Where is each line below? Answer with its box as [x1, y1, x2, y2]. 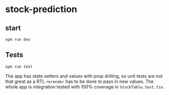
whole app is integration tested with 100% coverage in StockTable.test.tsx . [5, 83, 165, 89]
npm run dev [5, 37, 30, 42]
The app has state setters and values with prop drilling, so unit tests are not [5, 73, 163, 79]
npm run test [5, 64, 33, 69]
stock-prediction [5, 4, 78, 15]
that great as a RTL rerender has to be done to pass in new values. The [5, 78, 154, 84]
